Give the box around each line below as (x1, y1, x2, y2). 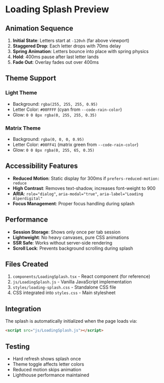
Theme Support (5, 74, 57, 83)
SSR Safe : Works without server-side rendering (12, 240, 113, 246)
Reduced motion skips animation (12, 366, 81, 372)
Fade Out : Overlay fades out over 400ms (12, 59, 99, 65)
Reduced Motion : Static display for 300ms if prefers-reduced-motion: (12, 175, 160, 181)
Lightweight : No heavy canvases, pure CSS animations (12, 234, 129, 241)
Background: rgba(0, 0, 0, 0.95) (12, 136, 85, 142)
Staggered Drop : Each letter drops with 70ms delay (12, 43, 121, 49)
